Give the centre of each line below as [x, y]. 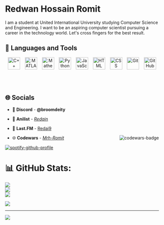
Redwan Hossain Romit [53, 9]
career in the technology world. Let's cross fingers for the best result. [75, 33]
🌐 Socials [20, 98]
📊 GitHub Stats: [38, 168]
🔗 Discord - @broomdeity [39, 109]
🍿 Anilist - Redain [30, 119]
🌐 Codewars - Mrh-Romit [38, 138]
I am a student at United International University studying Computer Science [82, 22]
